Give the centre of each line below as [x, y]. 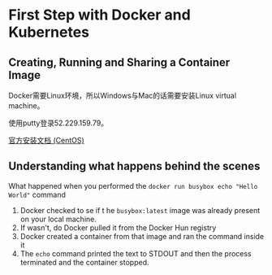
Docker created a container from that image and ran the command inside [142, 236]
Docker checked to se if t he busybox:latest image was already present [140, 210]
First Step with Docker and [99, 15]
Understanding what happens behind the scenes [134, 166]
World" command [37, 194]
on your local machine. [58, 219]
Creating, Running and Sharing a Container [119, 62]
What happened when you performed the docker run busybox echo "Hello [133, 186]
